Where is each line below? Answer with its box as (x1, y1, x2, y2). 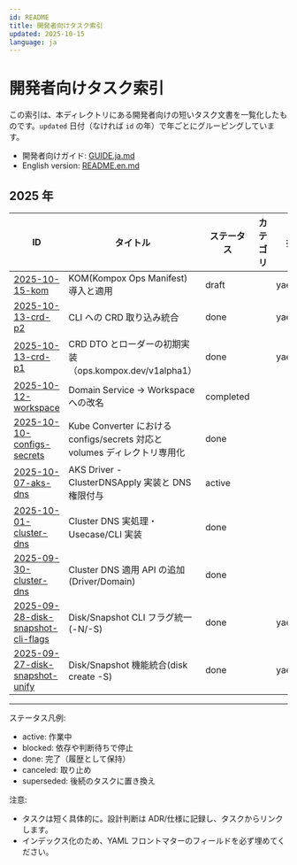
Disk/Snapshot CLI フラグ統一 (68, 612, 193, 623)
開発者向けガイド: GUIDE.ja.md (21, 151, 135, 161)
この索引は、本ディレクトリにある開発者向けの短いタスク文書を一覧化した (9, 110, 280, 120)
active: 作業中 (21, 731, 72, 742)
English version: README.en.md (21, 160, 140, 171)
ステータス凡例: (9, 713, 66, 722)
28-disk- (13, 611, 55, 622)
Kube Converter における (68, 420, 172, 432)
